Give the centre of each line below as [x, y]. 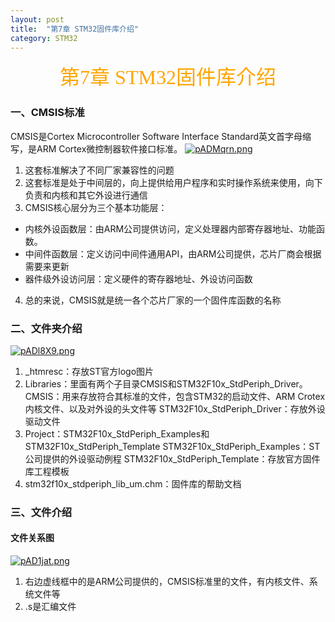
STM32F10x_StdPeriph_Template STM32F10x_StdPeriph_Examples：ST [172, 446]
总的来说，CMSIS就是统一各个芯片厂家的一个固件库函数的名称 [153, 300]
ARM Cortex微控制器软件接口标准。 [109, 148]
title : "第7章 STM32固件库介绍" [74, 29]
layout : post [37, 19]
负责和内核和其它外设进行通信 [86, 195]
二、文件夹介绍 [46, 328]
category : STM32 [44, 38]
